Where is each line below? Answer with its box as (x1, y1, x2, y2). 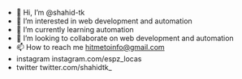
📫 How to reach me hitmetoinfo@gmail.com (15, 43, 165, 52)
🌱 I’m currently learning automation (15, 25, 134, 34)
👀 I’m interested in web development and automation (15, 16, 192, 26)
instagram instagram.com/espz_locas (15, 54, 142, 64)
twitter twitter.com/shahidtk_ (15, 63, 112, 72)
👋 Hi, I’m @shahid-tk (15, 8, 85, 17)
